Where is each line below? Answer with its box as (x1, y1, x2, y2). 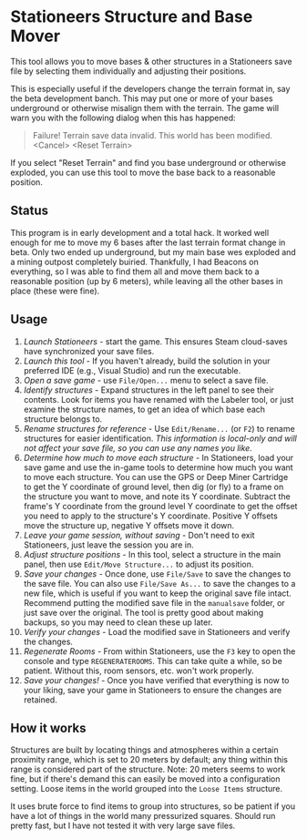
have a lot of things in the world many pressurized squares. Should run (10, 811, 276, 822)
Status (10, 203, 49, 219)
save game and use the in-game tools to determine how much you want (23, 462, 294, 473)
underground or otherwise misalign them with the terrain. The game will (10, 102, 280, 113)
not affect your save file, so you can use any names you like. (23, 442, 253, 453)
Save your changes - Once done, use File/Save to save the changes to (23, 568, 292, 579)
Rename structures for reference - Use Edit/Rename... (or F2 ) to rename (23, 423, 295, 434)
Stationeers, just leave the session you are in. (23, 539, 194, 550)
